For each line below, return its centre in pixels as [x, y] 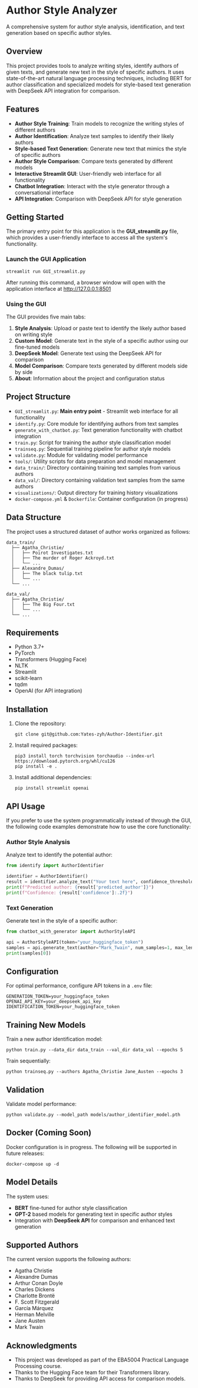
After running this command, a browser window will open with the [86, 282]
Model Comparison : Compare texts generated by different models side [101, 366]
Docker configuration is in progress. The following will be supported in [91, 1147]
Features [23, 109]
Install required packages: [46, 745]
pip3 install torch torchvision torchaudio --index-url [85, 756]
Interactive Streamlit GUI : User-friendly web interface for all [88, 173]
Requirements [32, 633]
